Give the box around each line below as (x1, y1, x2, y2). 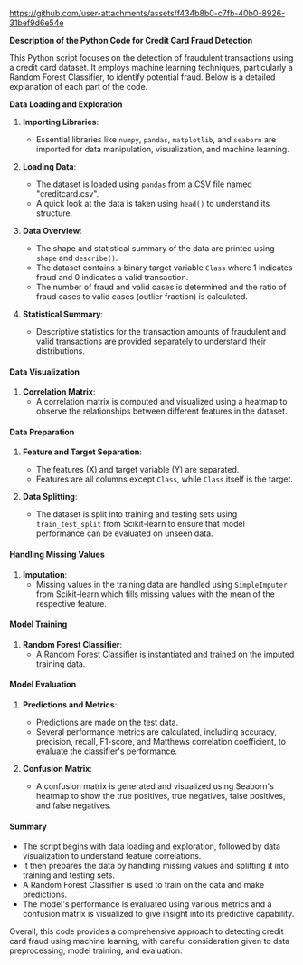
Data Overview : (22, 226, 83, 236)
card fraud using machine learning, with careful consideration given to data (9, 936, 290, 947)
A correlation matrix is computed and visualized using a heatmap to (35, 396, 288, 407)
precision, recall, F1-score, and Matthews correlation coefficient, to (35, 736, 287, 747)
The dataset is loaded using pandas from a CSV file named (35, 179, 253, 190)
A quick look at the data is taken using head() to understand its (35, 199, 270, 209)
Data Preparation (9, 426, 75, 437)
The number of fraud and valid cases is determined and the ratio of (35, 281, 287, 292)
